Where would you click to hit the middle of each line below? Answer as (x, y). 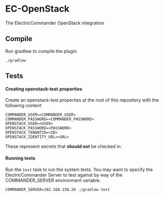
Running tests (20, 158)
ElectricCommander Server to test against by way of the (64, 175)
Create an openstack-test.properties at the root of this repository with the (82, 100)
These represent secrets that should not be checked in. (64, 146)
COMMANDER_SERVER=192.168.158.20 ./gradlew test (58, 189)
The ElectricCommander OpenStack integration (55, 23)
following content (23, 106)
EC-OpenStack (37, 9)
